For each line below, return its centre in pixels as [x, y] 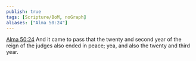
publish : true [24, 12]
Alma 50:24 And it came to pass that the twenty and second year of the [94, 40]
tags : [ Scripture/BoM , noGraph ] [46, 17]
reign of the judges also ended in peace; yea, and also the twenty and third [98, 46]
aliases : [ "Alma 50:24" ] [37, 23]
